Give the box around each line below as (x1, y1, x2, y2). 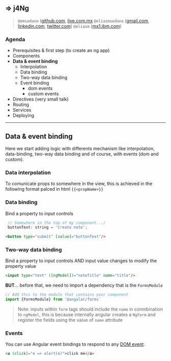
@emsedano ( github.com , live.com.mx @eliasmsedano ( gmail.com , (17, 17, 150, 23)
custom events (27, 91, 59, 97)
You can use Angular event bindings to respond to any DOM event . (5, 341, 145, 347)
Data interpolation (5, 169, 51, 176)
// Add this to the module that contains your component (5, 292, 129, 297)
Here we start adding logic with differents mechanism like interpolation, (5, 145, 155, 151)
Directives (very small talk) (12, 96, 69, 102)
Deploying (12, 112, 35, 119)
